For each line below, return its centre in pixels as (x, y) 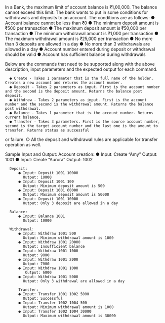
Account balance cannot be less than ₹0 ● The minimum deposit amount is (82, 23)
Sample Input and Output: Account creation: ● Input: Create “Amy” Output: (81, 154)
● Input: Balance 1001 (41, 216)
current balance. (23, 117)
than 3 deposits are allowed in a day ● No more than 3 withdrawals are (78, 44)
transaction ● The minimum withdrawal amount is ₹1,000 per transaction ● (82, 33)
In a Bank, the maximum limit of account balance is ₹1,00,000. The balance (81, 7)
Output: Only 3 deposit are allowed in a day (71, 203)
